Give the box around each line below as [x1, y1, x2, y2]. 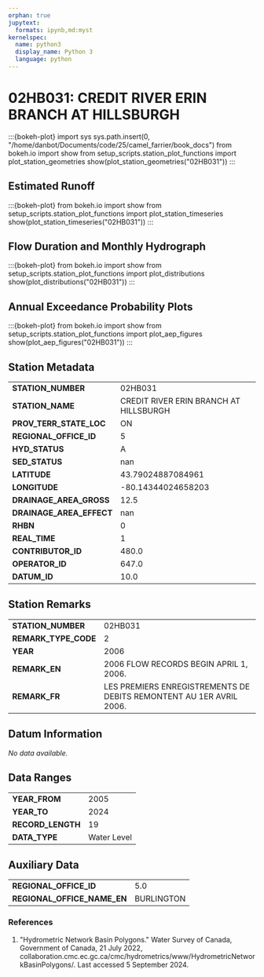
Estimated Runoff [8, 180, 96, 193]
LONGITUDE [12, 482, 59, 493]
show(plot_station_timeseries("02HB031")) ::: [8, 217, 154, 226]
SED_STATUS [12, 456, 63, 467]
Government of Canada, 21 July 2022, [19, 943, 143, 953]
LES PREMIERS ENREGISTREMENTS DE [103, 681, 250, 692]
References [8, 917, 53, 928]
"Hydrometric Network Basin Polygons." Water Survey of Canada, [19, 935, 233, 944]
